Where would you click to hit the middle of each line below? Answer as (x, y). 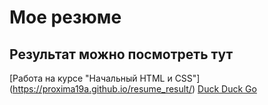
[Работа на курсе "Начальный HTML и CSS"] (105, 78)
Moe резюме (65, 17)
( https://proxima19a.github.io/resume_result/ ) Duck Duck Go (133, 89)
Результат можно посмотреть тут (121, 54)
